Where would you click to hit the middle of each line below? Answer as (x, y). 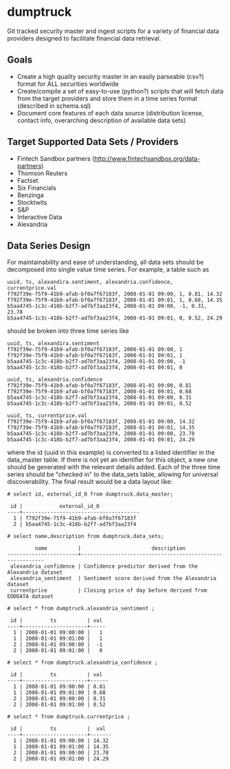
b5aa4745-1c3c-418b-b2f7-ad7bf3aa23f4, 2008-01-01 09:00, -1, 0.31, (107, 307)
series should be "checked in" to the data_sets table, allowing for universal (113, 474)
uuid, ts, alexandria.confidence (55, 380)
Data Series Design (49, 246)
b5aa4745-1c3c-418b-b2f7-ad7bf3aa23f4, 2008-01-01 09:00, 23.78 (101, 434)
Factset (28, 180)
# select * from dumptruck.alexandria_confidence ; (82, 663)
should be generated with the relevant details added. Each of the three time (114, 467)
